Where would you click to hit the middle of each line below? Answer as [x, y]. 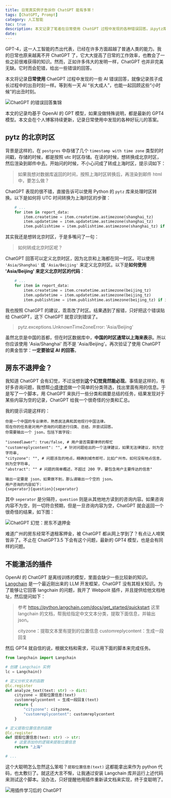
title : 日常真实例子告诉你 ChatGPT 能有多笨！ [50, 10]
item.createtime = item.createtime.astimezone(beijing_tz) [88, 290]
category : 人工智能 [24, 19]
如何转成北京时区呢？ [40, 247]
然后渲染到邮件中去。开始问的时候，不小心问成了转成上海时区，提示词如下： [85, 163]
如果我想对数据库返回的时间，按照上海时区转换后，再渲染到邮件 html [90, 174]
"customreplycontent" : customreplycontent [69, 714]
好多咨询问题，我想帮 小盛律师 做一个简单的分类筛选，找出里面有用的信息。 [83, 387]
